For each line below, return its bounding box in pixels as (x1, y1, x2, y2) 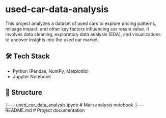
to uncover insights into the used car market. (5, 37, 99, 43)
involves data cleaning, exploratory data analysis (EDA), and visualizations (5, 31, 161, 37)
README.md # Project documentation (5, 107, 85, 113)
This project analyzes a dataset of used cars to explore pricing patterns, (5, 20, 156, 26)
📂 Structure (5, 88, 42, 97)
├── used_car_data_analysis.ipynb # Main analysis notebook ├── (5, 102, 144, 108)
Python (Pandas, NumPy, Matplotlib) (12, 68, 89, 74)
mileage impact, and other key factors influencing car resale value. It (5, 25, 149, 32)
